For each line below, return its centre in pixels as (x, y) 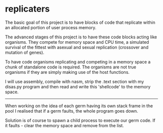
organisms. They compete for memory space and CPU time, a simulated (77, 42)
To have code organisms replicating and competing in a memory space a (78, 62)
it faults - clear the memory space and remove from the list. (65, 125)
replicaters (27, 9)
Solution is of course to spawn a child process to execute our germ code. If (80, 120)
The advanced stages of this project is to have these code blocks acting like (81, 37)
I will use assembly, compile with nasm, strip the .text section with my (74, 82)
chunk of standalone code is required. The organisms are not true (71, 67)
